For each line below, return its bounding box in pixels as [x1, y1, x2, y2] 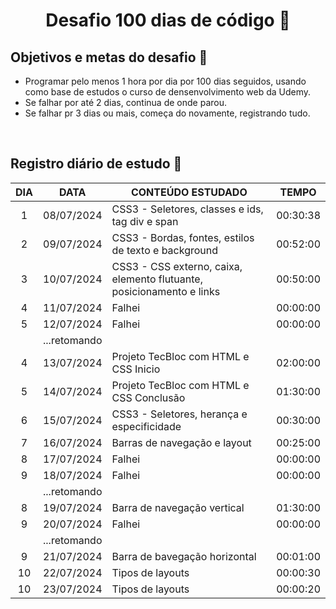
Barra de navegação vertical [111, 500, 245, 514]
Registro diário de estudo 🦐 [10, 155, 183, 173]
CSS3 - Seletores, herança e [111, 407, 248, 421]
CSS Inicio [111, 362, 161, 376]
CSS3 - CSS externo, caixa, [111, 259, 243, 273]
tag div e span [111, 214, 179, 228]
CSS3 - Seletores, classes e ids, [111, 202, 264, 216]
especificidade [111, 419, 182, 433]
